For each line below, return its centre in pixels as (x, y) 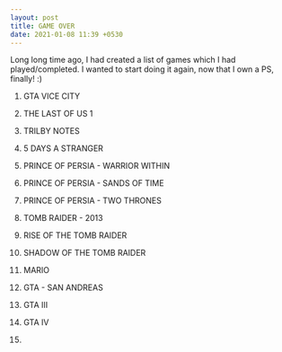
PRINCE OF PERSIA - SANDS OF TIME (93, 183)
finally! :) (26, 79)
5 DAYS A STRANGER (63, 148)
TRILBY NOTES (51, 131)
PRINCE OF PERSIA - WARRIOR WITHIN (97, 166)
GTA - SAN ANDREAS (63, 287)
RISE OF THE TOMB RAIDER (75, 235)
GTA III (35, 305)
